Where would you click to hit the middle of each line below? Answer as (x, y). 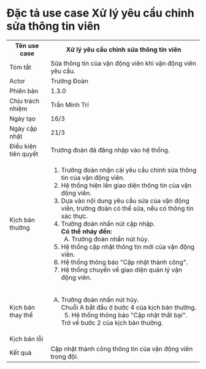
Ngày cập (23, 128)
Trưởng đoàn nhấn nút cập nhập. (108, 223)
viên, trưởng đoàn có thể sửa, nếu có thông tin (128, 208)
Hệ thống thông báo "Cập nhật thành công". (124, 262)
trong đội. (64, 356)
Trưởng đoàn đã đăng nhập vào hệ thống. (110, 150)
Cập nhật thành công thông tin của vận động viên (122, 349)
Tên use (27, 45)
